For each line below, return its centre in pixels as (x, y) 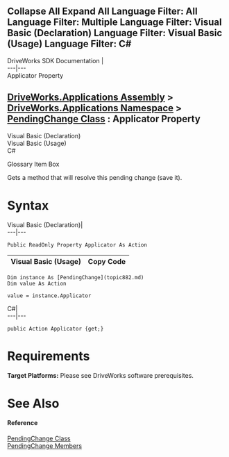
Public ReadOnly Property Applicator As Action (77, 245)
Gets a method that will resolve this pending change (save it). (95, 177)
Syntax (28, 205)
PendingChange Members (44, 446)
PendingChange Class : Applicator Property (104, 119)
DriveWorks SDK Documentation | (56, 60)
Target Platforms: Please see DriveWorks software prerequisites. (101, 375)
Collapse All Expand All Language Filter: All (102, 11)
